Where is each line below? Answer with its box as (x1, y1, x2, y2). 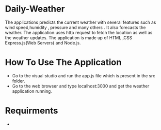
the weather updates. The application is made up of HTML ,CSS (5, 35, 132, 41)
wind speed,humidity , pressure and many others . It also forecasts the (5, 24, 146, 30)
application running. (12, 88, 52, 94)
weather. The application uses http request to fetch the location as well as (5, 29, 153, 35)
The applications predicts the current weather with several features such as (5, 19, 156, 25)
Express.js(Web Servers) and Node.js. (5, 40, 81, 45)
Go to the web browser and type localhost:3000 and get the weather (12, 83, 149, 89)
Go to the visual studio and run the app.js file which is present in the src (12, 72, 156, 78)
